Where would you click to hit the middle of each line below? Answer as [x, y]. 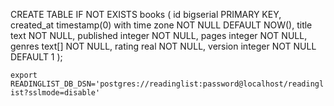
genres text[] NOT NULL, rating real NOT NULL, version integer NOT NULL [163, 46]
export [24, 75]
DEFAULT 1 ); [36, 57]
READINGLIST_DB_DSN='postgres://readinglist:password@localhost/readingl [167, 84]
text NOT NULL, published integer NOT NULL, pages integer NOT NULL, [159, 35]
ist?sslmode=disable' [55, 93]
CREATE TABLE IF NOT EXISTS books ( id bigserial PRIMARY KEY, [146, 14]
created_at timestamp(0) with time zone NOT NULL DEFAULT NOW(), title [161, 25]
